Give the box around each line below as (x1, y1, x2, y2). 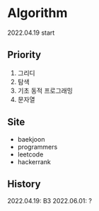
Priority (7, 49, 41, 61)
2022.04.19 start (7, 28, 55, 37)
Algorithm (7, 5, 68, 21)
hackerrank (17, 157, 52, 166)
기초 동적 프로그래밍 (17, 86, 73, 95)
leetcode (17, 150, 44, 159)
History (7, 178, 41, 190)
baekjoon (17, 135, 45, 143)
